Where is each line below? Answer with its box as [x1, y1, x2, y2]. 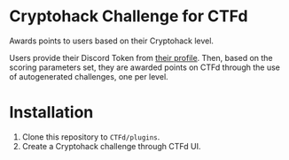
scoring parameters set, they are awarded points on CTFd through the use [9, 62, 281, 72]
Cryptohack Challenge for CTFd [9, 6, 248, 27]
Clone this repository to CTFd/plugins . [21, 131, 160, 142]
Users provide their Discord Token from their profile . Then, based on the [9, 52, 273, 63]
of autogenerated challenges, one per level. [9, 71, 168, 81]
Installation [9, 103, 94, 123]
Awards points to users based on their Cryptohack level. [9, 35, 215, 46]
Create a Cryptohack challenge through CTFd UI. [21, 141, 201, 151]
